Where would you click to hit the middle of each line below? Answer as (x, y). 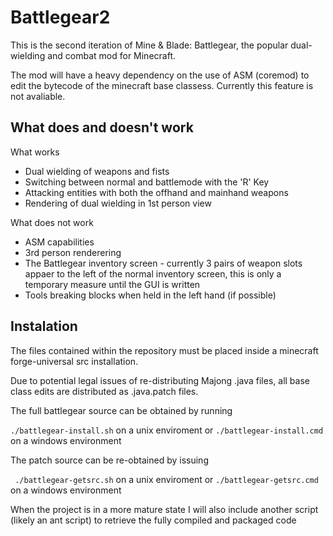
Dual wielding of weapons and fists (97, 171)
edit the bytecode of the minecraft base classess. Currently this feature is (162, 85)
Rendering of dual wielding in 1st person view (118, 203)
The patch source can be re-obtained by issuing (109, 460)
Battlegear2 (60, 17)
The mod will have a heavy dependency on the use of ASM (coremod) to (160, 75)
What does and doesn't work (102, 127)
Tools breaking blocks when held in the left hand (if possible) (150, 295)
